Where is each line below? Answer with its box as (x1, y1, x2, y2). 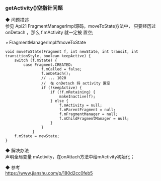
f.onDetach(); (41, 71, 71, 76)
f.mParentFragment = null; (59, 107, 116, 113)
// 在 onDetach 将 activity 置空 (41, 81, 111, 86)
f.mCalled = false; (41, 67, 82, 72)
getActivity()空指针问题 (5, 4, 63, 11)
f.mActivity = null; (59, 103, 102, 108)
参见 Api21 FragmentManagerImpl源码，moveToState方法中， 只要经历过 (5, 23, 156, 29)
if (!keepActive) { (41, 85, 82, 90)
